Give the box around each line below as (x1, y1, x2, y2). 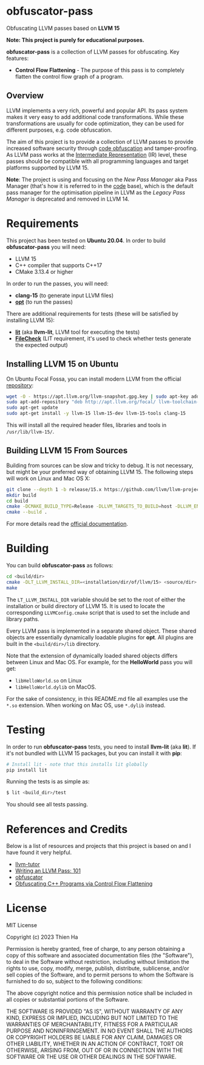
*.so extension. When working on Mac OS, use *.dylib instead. (6, 701, 166, 709)
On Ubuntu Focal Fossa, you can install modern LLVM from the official (6, 375, 182, 382)
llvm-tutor (15, 861, 41, 868)
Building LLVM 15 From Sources (6, 445, 128, 456)
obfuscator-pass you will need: (6, 243, 86, 251)
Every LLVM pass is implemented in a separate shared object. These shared (6, 627, 196, 634)
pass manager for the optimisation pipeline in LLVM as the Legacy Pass (6, 188, 185, 196)
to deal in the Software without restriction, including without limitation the (6, 958, 189, 966)
